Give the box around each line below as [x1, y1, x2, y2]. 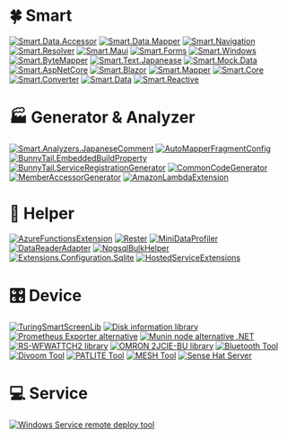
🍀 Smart [9, 5, 73, 26]
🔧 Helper [9, 203, 74, 224]
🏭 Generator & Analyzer [9, 107, 196, 128]
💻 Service [9, 383, 88, 403]
